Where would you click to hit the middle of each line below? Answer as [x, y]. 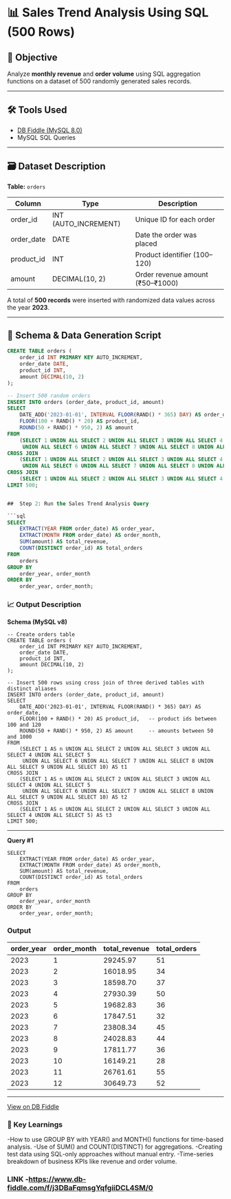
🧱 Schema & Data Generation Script [84, 336]
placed [146, 243]
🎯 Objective [32, 57]
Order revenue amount [172, 274]
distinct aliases [32, 689]
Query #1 [20, 840]
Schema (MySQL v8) [37, 622]
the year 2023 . [29, 307]
